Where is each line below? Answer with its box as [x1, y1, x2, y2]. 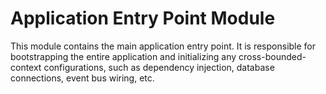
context [10, 61, 42, 73]
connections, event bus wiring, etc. [10, 72, 155, 84]
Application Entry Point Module [10, 7, 276, 30]
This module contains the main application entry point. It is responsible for [10, 40, 317, 52]
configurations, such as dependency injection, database [43, 61, 275, 73]
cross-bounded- [238, 50, 307, 62]
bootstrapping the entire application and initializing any [10, 50, 237, 62]
